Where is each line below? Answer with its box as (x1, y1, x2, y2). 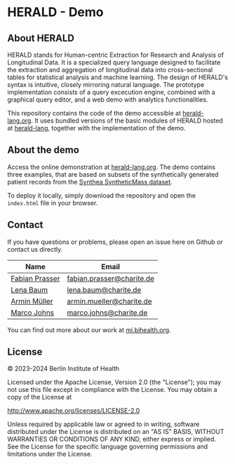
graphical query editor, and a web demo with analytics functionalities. (7, 95, 208, 104)
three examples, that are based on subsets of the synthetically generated (7, 170, 219, 179)
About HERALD (7, 32, 75, 44)
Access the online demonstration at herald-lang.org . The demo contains (7, 163, 216, 171)
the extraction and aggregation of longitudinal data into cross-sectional (7, 66, 213, 74)
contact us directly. (7, 245, 63, 253)
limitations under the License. (7, 450, 93, 458)
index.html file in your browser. (7, 198, 98, 207)
